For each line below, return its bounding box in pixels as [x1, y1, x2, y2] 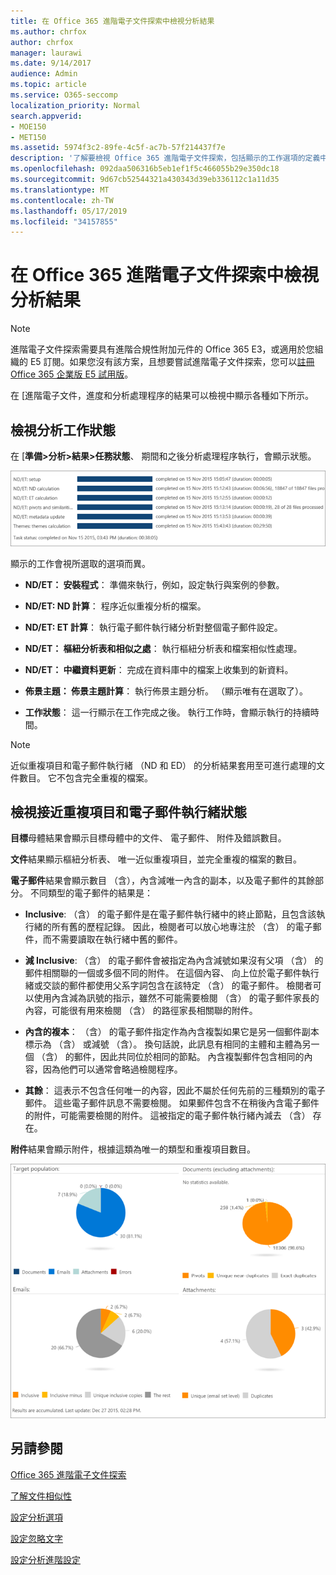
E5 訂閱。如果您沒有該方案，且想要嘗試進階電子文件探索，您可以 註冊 [29, 356, 315, 368]
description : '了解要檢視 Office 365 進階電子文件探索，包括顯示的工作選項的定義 [10, 153, 321, 164]
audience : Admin [10, 69, 78, 79]
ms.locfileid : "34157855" [10, 216, 118, 227]
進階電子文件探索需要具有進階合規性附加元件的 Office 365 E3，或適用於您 [10, 343, 315, 355]
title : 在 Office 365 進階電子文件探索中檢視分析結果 [10, 16, 215, 26]
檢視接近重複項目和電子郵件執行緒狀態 [10, 803, 247, 820]
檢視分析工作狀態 [10, 421, 116, 439]
